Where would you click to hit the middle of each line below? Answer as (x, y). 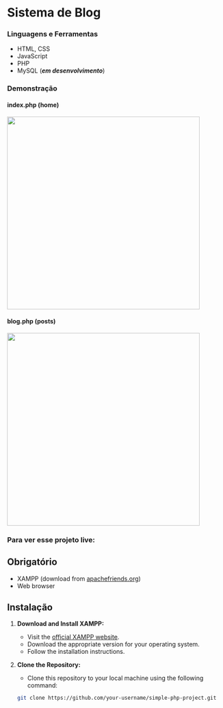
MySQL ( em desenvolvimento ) (61, 71)
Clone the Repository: (49, 665)
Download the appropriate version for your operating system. (113, 644)
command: (42, 685)
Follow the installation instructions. (76, 652)
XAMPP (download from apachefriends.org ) (79, 578)
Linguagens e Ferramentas (52, 34)
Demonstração (32, 88)
